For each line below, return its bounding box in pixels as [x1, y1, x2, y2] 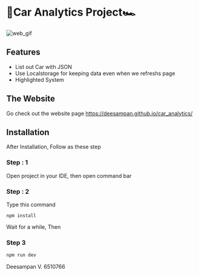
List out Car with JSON [15, 63, 73, 70]
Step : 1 [6, 159, 28, 167]
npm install [6, 212, 36, 218]
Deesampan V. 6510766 [6, 263, 65, 271]
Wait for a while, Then [6, 223, 61, 231]
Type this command [6, 201, 56, 208]
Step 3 [6, 238, 26, 246]
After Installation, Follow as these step [6, 143, 102, 151]
